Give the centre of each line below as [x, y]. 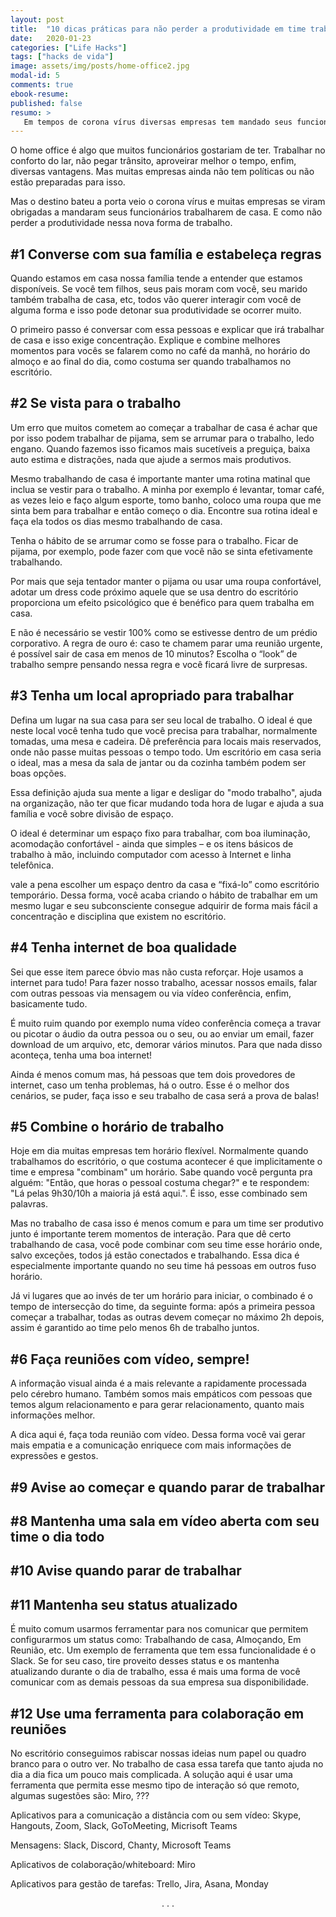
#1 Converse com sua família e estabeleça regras [166, 254]
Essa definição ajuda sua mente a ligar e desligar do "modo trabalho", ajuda [166, 792]
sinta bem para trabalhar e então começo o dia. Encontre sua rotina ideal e [164, 510]
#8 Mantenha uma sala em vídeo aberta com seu [165, 1521]
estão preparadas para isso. [68, 182]
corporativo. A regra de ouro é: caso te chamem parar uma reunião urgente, [166, 643]
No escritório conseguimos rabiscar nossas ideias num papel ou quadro [158, 1753]
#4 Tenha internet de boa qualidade [123, 947]
